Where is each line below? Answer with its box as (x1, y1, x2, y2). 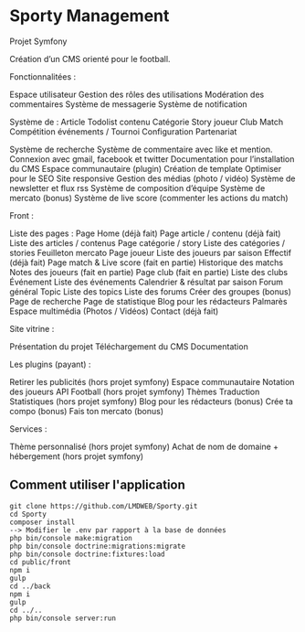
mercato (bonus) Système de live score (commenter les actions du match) (9, 192, 289, 203)
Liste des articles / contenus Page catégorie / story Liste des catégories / (9, 237, 286, 248)
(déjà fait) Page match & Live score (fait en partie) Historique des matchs (9, 257, 284, 268)
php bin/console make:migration (9, 533, 132, 542)
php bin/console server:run (9, 614, 117, 623)
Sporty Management (9, 5, 170, 27)
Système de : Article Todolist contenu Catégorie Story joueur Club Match (9, 116, 284, 127)
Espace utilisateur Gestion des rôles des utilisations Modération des (9, 89, 265, 100)
